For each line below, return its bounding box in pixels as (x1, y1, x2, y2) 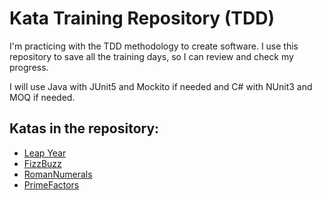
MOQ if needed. (9, 91, 76, 103)
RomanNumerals (23, 168, 93, 180)
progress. (9, 61, 49, 73)
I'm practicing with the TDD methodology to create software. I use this (9, 40, 299, 52)
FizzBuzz (23, 157, 62, 169)
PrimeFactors (23, 178, 80, 191)
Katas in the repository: (9, 120, 160, 137)
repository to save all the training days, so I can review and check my (9, 50, 294, 62)
